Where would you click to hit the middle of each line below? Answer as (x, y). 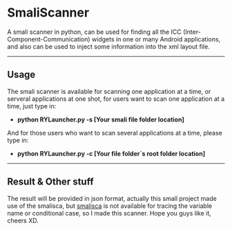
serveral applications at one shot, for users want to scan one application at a (116, 99)
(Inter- (192, 32)
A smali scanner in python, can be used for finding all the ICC (94, 32)
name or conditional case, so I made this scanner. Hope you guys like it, (109, 213)
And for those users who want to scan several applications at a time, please (115, 133)
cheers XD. (23, 220)
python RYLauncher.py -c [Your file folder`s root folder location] (111, 153)
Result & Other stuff (51, 182)
